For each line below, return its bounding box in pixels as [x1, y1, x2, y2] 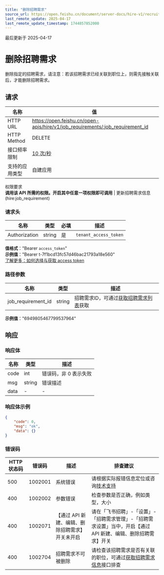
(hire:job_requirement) [5, 196, 50, 201]
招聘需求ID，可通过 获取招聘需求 [74, 295, 148, 301]
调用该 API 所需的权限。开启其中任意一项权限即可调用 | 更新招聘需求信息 [5, 190, 151, 196]
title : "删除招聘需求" [5, 7, 47, 12]
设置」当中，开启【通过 [96, 523, 150, 530]
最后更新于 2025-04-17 [5, 35, 52, 41]
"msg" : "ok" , [14, 424, 41, 429]
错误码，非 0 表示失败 [41, 371, 92, 377]
